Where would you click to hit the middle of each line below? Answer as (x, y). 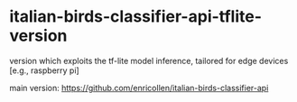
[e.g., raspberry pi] (44, 70)
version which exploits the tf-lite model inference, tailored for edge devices (149, 60)
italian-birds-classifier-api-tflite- (135, 17)
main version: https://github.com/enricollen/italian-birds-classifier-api (139, 88)
